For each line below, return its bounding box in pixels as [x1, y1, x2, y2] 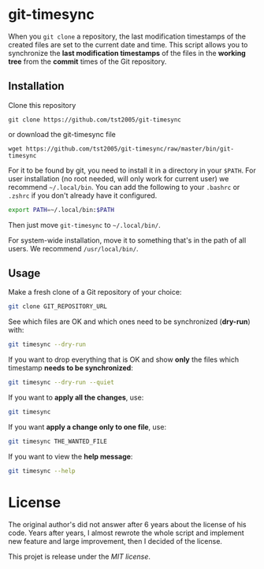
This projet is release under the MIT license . [8, 552, 151, 561]
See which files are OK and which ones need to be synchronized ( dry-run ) [8, 317, 251, 326]
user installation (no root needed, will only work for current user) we [8, 173, 229, 183]
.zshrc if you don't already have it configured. [8, 191, 158, 200]
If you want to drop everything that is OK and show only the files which [8, 355, 240, 364]
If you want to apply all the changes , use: [8, 392, 144, 403]
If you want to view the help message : [8, 452, 133, 461]
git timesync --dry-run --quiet [8, 378, 114, 387]
